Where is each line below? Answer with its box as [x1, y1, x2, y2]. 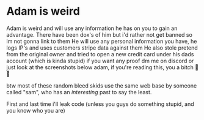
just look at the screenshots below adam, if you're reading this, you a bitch [6, 63, 194, 71]
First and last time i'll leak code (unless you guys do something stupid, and [6, 100, 194, 108]
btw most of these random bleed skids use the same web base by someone [6, 81, 197, 89]
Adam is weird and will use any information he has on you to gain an [6, 24, 178, 32]
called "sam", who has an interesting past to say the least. [6, 88, 152, 96]
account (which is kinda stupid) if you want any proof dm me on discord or [6, 57, 194, 64]
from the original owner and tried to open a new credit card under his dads [6, 50, 194, 58]
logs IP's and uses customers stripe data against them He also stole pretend [6, 44, 199, 51]
